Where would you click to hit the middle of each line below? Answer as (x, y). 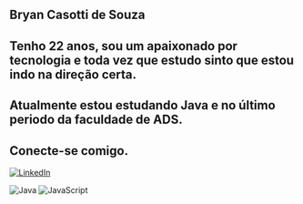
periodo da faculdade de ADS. (96, 120)
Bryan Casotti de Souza (77, 15)
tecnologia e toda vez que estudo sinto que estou (151, 60)
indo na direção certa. (73, 74)
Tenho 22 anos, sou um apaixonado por (124, 46)
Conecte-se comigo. (69, 151)
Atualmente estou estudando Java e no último (142, 105)
